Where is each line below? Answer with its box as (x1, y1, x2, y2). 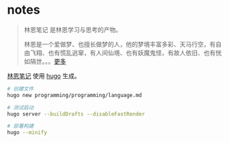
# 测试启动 (7, 104, 34, 111)
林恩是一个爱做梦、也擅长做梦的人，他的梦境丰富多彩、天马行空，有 (23, 40, 216, 48)
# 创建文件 (7, 85, 34, 92)
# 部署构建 (7, 122, 34, 130)
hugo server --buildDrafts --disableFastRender (7, 110, 146, 118)
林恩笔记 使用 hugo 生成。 (7, 71, 81, 80)
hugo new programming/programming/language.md (7, 92, 142, 99)
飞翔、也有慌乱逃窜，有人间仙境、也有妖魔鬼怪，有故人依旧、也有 (29, 49, 216, 57)
